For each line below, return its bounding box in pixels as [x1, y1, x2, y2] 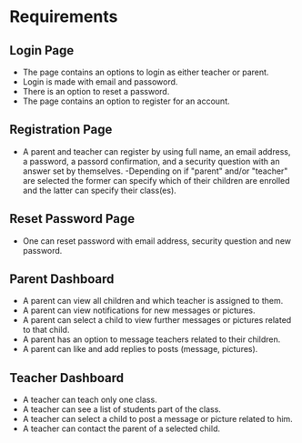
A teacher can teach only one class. [22, 394, 157, 406]
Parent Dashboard [9, 271, 115, 287]
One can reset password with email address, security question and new [22, 235, 291, 247]
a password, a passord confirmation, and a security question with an [22, 156, 280, 166]
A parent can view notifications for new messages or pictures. [22, 305, 257, 316]
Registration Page [9, 122, 113, 137]
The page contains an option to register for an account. [22, 96, 230, 106]
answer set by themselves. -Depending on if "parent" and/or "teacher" [22, 166, 288, 176]
